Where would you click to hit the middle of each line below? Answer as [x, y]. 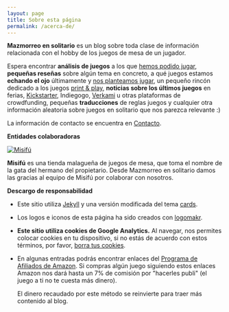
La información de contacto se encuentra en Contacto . [84, 123]
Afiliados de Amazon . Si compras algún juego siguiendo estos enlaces [116, 266]
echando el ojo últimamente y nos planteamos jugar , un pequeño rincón [109, 81]
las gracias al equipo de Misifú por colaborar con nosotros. [90, 178]
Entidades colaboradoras [44, 136]
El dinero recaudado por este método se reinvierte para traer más [109, 294]
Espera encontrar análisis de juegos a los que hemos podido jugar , [102, 67]
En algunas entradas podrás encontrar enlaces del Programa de [107, 259]
